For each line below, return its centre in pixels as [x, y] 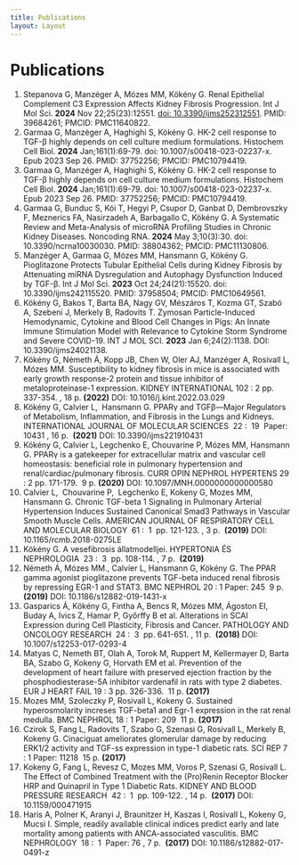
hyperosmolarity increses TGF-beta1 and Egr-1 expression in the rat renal [157, 711]
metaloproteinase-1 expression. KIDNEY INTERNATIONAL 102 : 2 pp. [148, 388]
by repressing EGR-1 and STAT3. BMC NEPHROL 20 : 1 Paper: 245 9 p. [153, 587]
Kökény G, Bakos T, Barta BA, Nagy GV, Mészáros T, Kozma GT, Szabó [153, 303]
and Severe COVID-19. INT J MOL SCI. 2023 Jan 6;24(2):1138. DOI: [146, 341]
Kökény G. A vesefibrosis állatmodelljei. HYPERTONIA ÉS [127, 549]
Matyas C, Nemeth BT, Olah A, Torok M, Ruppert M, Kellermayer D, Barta [156, 654]
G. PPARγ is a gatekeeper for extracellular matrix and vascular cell [144, 455]
